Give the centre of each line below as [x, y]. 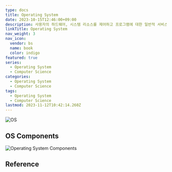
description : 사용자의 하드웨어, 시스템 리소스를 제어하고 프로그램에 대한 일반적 [80, 24]
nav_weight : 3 [20, 34]
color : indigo [25, 53]
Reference [22, 164]
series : [14, 62]
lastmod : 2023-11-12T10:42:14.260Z [43, 105]
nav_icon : [16, 39]
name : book [21, 48]
